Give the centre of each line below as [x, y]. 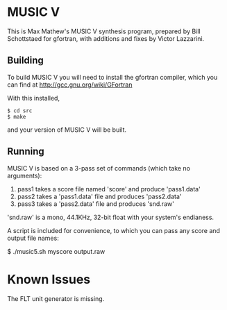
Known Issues [49, 279]
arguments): [25, 175]
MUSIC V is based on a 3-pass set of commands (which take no [99, 168]
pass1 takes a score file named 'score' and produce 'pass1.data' [109, 189]
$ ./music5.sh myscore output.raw [56, 251]
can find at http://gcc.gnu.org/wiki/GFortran [70, 85]
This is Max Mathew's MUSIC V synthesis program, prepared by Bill [104, 31]
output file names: [33, 238]
